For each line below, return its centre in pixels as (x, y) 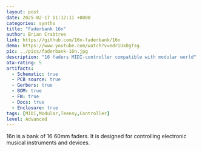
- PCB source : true (36, 79)
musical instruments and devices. (48, 143)
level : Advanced (27, 119)
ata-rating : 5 (24, 62)
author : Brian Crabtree (36, 35)
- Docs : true (28, 102)
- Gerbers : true (32, 86)
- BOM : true (27, 91)
